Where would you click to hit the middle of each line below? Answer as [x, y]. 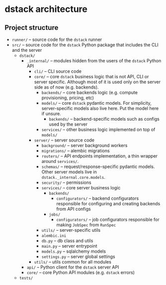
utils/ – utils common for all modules [73, 262]
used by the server [68, 124]
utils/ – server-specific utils [71, 230]
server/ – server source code [64, 140]
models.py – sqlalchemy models [74, 251]
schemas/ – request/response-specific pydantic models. [98, 166]
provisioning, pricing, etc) [68, 98]
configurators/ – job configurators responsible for [108, 219]
